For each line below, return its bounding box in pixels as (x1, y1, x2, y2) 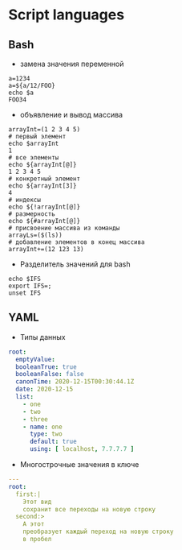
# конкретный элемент (8, 175, 81, 183)
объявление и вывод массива (19, 110, 123, 119)
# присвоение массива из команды (8, 224, 120, 232)
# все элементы (8, 154, 59, 162)
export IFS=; (8, 282, 52, 290)
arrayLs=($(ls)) (8, 231, 63, 239)
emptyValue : (15, 355, 56, 363)
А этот (22, 520, 45, 528)
